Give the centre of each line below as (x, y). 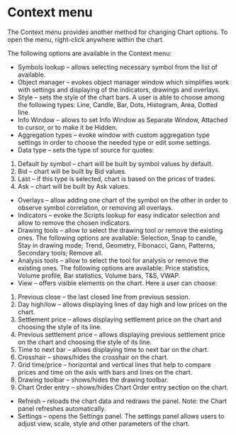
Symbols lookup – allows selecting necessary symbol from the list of (118, 67)
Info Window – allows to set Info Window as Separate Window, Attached (123, 120)
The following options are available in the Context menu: (90, 53)
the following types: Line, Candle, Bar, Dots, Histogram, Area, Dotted (118, 104)
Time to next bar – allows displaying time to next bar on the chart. (113, 349)
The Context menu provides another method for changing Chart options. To (118, 32)
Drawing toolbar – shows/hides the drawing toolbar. (93, 380)
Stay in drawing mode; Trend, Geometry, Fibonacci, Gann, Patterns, (116, 245)
